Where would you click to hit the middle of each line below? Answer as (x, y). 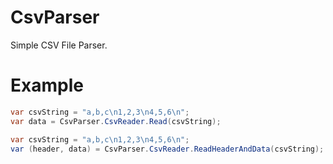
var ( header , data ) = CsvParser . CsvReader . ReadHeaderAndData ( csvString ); (167, 149)
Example (47, 85)
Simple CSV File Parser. (59, 45)
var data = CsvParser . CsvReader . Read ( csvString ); (116, 121)
